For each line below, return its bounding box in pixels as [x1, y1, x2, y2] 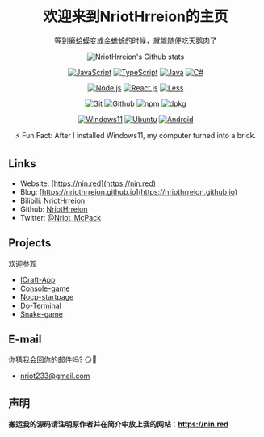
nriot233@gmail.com [19, 371, 90, 380]
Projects [8, 236, 52, 250]
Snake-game [19, 309, 63, 319]
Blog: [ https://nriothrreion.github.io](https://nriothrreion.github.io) [19, 187, 238, 196]
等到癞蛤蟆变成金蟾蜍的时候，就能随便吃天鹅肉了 [54, 36, 217, 45]
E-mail [8, 332, 42, 346]
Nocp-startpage [19, 292, 74, 301]
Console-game [19, 284, 70, 293]
